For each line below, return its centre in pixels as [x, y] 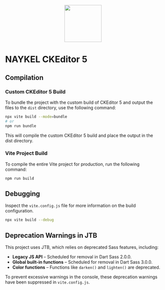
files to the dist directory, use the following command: [61, 107]
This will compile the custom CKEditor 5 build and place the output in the [79, 135]
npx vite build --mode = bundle [36, 117]
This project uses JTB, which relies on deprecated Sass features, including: [82, 248]
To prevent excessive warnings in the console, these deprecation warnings [82, 277]
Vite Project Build [26, 153]
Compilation [24, 77]
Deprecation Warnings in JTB [51, 235]
